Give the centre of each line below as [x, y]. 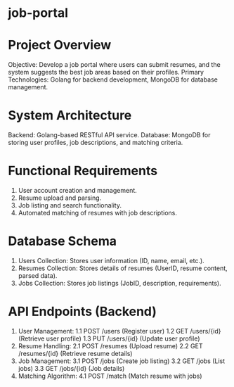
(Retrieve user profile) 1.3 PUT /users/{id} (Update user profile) [109, 338]
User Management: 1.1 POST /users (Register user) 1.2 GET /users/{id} [119, 331]
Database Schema [63, 241]
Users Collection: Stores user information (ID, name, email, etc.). [111, 260]
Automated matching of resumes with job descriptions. [98, 213]
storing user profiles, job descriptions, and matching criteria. [96, 143]
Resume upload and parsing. [60, 198]
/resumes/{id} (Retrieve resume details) [75, 353]
